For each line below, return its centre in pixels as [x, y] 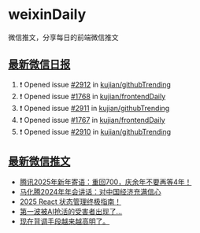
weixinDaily [47, 15]
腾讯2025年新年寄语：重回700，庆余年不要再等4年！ [106, 182]
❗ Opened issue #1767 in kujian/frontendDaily [92, 120]
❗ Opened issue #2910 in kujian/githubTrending [95, 131]
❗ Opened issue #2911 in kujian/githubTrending [94, 108]
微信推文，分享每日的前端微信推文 [63, 37]
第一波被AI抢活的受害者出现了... [71, 211]
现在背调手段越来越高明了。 [65, 221]
